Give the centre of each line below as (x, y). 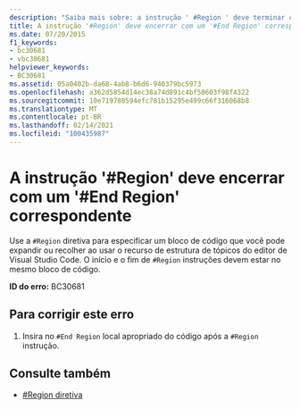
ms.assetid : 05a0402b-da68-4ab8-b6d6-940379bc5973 (105, 84)
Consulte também (60, 374)
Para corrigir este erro (72, 315)
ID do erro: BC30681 (47, 286)
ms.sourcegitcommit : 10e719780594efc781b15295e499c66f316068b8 (129, 100)
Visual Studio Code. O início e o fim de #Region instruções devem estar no (145, 259)
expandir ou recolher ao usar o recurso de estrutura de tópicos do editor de (148, 250)
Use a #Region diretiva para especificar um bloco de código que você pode (147, 240)
